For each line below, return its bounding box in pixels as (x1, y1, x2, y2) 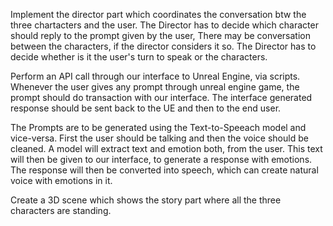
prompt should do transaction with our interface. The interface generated (10, 92, 313, 103)
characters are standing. (10, 205, 112, 216)
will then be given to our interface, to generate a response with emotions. (10, 154, 313, 165)
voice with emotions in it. (10, 175, 113, 186)
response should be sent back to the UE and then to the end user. (10, 102, 282, 114)
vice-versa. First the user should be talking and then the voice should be (10, 132, 309, 144)
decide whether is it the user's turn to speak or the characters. (10, 51, 268, 63)
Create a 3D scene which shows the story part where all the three (10, 194, 282, 206)
